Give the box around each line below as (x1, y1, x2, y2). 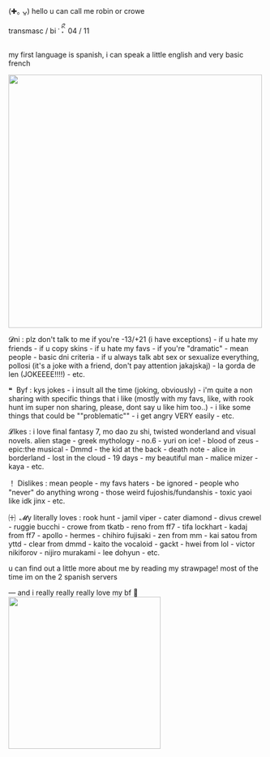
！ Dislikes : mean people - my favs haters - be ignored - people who (8, 478, 239, 488)
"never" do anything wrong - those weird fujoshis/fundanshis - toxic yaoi (8, 488, 253, 497)
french (8, 58, 31, 68)
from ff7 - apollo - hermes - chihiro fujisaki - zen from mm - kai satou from (8, 531, 258, 540)
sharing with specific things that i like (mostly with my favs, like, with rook (8, 394, 254, 403)
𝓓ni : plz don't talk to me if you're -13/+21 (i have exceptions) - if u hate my (8, 335, 259, 344)
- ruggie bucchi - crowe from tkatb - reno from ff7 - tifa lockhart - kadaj (8, 522, 248, 532)
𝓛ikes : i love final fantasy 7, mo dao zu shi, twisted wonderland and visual (8, 427, 256, 436)
